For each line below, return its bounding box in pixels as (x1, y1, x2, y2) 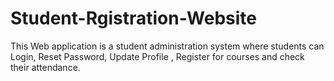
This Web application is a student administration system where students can (10, 40, 325, 52)
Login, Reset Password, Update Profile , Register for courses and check (10, 50, 305, 62)
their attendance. (10, 61, 81, 73)
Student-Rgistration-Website (10, 7, 258, 30)
